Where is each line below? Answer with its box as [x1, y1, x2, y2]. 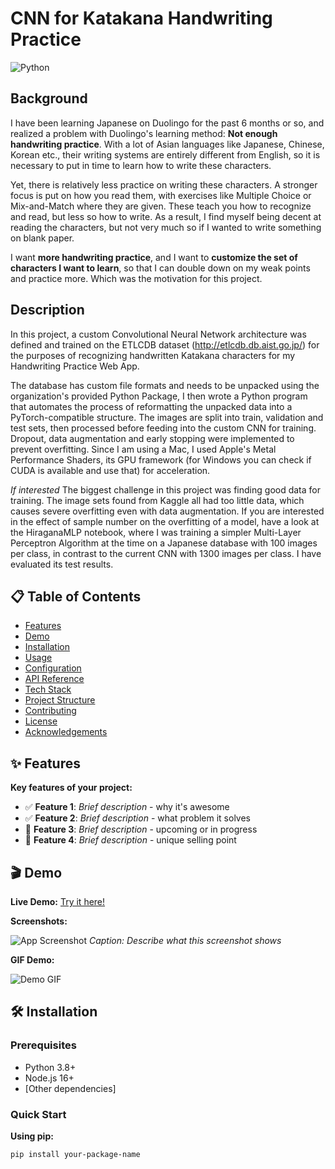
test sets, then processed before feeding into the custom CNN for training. [10, 422, 317, 434]
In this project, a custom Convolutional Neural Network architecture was [10, 328, 307, 340]
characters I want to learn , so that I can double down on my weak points [10, 262, 311, 274]
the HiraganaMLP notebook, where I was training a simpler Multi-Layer [10, 526, 302, 538]
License [24, 715, 58, 727]
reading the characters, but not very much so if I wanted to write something [10, 221, 322, 233]
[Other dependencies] [24, 1082, 117, 1094]
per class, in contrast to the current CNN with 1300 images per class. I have [10, 547, 322, 559]
